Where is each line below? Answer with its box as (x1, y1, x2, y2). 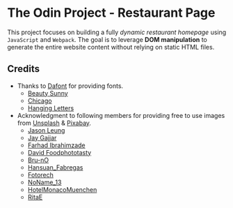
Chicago (27, 96, 52, 105)
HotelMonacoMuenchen (27, 185, 97, 193)
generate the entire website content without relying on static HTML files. (7, 43, 215, 51)
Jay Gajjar (27, 133, 57, 142)
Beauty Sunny (27, 89, 68, 97)
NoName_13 (27, 178, 62, 186)
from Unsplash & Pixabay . (17, 119, 92, 127)
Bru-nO (27, 156, 49, 164)
